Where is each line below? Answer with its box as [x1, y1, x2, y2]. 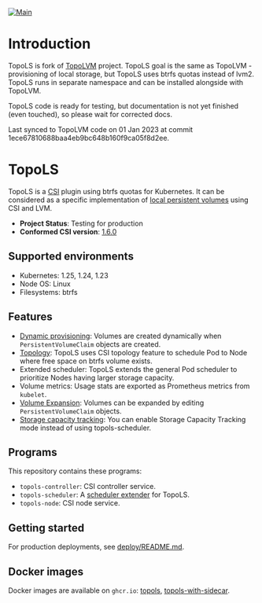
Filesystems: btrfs [19, 287, 78, 296]
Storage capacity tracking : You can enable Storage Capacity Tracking [19, 414, 246, 424]
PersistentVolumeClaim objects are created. [19, 339, 161, 349]
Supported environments [8, 250, 134, 263]
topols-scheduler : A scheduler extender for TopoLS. [19, 490, 190, 499]
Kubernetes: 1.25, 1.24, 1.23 [19, 270, 109, 280]
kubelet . [19, 389, 47, 399]
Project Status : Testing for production [19, 219, 143, 228]
